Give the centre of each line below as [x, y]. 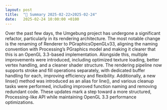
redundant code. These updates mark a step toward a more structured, [78, 92]
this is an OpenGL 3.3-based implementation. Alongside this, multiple [76, 54]
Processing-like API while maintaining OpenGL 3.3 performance [71, 97]
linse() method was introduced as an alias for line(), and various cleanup [79, 81]
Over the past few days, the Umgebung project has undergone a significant [83, 33]
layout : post [19, 10]
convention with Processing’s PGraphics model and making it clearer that [80, 49]
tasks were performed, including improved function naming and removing [81, 86]
